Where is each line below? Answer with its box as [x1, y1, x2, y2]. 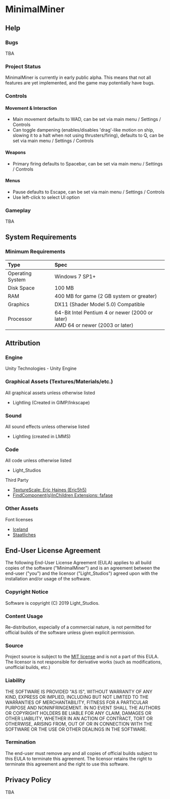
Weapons [5, 149, 26, 155]
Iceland [12, 526, 28, 532]
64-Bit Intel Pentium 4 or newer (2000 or [55, 309, 153, 316]
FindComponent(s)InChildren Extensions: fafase [12, 492, 113, 498]
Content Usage [5, 612, 43, 619]
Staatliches [12, 531, 36, 537]
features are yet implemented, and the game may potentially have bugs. [5, 80, 155, 86]
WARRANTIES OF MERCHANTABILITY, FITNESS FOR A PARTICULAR [5, 699, 148, 705]
